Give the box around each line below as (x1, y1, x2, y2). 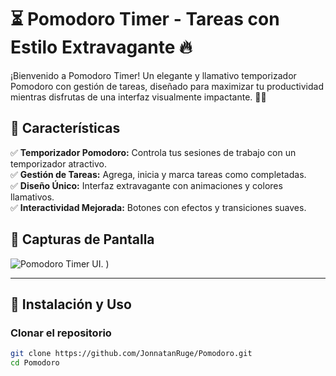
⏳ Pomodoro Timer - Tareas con (10, 8, 280, 31)
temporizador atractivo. (10, 157, 107, 170)
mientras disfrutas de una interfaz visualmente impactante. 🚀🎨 (10, 91, 267, 103)
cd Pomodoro (10, 358, 60, 368)
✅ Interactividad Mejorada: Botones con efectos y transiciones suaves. (10, 201, 307, 213)
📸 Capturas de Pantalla (10, 231, 155, 248)
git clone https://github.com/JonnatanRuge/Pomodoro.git (10, 349, 253, 359)
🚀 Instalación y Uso (10, 296, 132, 313)
